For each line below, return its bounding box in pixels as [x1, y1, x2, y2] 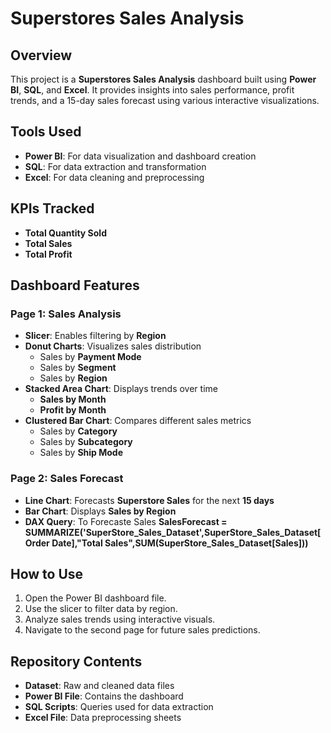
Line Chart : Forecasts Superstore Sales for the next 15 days [24, 494, 275, 506]
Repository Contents [10, 653, 143, 670]
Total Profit [24, 248, 73, 260]
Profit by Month [39, 404, 107, 416]
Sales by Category [39, 425, 118, 437]
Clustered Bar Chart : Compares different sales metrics [24, 415, 252, 427]
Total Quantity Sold [24, 227, 107, 239]
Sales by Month [39, 393, 107, 406]
